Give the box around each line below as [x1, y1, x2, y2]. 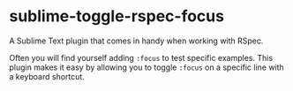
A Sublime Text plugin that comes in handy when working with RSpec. [9, 35, 264, 46]
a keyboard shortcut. [9, 71, 86, 81]
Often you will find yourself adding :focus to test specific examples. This [9, 52, 274, 63]
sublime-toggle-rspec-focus [9, 6, 225, 27]
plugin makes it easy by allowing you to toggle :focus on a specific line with [9, 62, 284, 72]
